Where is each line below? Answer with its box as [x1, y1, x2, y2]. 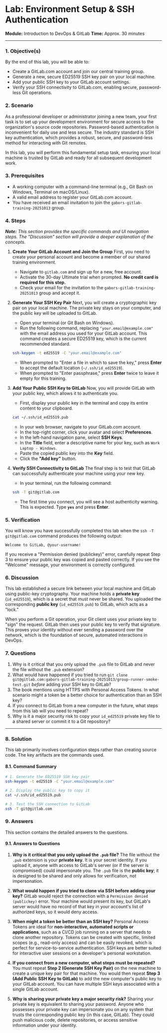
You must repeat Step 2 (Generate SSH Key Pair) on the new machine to [12, 965, 162, 971]
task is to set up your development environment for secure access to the [5, 118, 154, 125]
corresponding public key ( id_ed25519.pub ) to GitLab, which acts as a [5, 602, 148, 607]
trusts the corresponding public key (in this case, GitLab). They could [12, 1012, 154, 1018]
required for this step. [19, 279, 66, 285]
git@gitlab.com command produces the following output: [5, 533, 122, 539]
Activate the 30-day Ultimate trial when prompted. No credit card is [19, 274, 159, 280]
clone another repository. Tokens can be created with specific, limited [12, 934, 156, 940]
